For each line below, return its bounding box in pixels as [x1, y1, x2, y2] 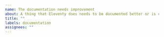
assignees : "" [5, 25, 34, 30]
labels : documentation [5, 20, 51, 25]
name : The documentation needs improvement [5, 7, 95, 12]
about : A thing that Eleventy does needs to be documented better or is [5, 12, 156, 16]
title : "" [5, 16, 25, 21]
